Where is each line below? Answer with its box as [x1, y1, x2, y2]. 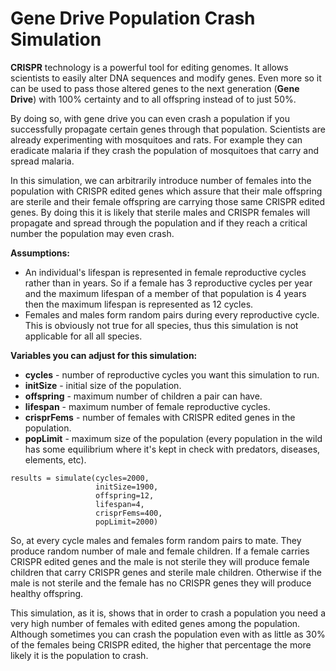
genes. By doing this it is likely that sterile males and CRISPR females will [10, 206, 311, 218]
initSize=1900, [95, 482, 159, 492]
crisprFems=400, [95, 508, 163, 518]
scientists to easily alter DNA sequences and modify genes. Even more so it [10, 72, 322, 84]
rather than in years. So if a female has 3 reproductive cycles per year [24, 277, 313, 289]
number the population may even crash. [10, 227, 175, 239]
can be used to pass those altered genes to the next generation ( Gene [10, 82, 300, 94]
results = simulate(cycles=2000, [10, 473, 150, 483]
